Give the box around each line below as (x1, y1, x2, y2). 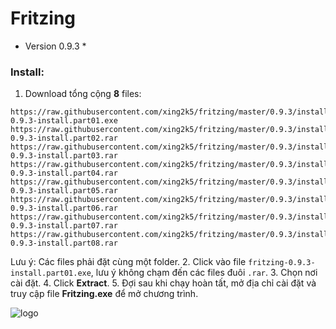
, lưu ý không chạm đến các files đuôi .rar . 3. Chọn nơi (90, 267, 318, 279)
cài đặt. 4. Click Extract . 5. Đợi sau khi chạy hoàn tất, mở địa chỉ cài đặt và (10, 277, 317, 289)
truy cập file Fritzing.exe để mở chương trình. (10, 288, 199, 300)
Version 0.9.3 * (24, 40, 87, 52)
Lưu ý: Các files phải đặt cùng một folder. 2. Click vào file (10, 256, 247, 268)
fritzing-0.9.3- (248, 258, 316, 268)
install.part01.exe (10, 268, 92, 279)
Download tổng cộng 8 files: (24, 88, 142, 100)
